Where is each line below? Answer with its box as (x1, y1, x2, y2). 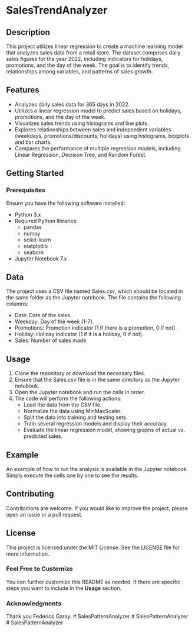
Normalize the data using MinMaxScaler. (23, 408, 122, 415)
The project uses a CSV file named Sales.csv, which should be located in (6, 288, 183, 295)
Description (6, 27, 50, 37)
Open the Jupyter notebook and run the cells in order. (14, 389, 146, 396)
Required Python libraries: (14, 217, 78, 224)
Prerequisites (6, 186, 45, 194)
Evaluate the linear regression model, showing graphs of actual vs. (23, 427, 186, 434)
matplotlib (23, 242, 48, 249)
